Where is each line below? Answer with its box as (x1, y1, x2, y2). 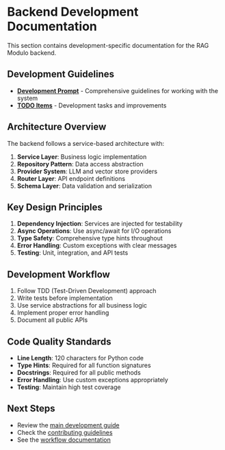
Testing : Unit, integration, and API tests (16, 249, 129, 257)
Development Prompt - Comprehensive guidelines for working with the (16, 86, 219, 95)
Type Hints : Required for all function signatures (16, 361, 152, 369)
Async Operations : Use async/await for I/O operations (16, 227, 172, 235)
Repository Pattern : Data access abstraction (16, 160, 144, 168)
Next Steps (7, 403, 55, 414)
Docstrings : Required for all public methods (16, 368, 142, 377)
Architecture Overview (7, 121, 107, 133)
